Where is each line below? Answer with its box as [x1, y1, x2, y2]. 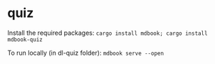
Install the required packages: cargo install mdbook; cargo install [7, 28, 208, 37]
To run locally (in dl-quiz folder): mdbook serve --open [7, 48, 164, 57]
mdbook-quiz [7, 36, 43, 43]
